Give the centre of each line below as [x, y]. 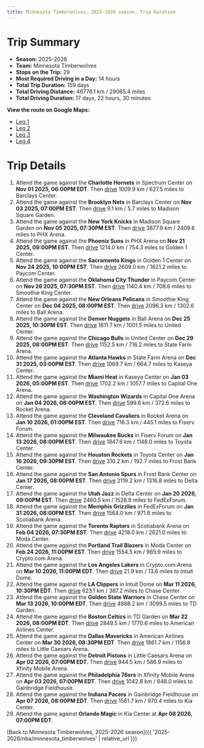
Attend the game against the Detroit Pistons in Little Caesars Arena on [104, 655]
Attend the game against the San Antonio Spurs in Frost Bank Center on [106, 474]
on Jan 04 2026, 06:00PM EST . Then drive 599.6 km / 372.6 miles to [103, 402]
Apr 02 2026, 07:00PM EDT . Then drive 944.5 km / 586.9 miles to [99, 661]
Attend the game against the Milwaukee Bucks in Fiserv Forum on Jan [104, 435]
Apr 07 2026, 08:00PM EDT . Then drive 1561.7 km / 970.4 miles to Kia [104, 700]
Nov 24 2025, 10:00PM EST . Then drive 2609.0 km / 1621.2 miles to [101, 266]
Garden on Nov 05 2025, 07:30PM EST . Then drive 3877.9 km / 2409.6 [105, 228]
